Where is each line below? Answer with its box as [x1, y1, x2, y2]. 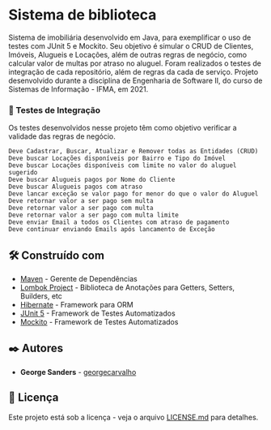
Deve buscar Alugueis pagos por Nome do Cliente [8, 176, 176, 184]
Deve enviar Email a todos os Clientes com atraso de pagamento [8, 218, 230, 226]
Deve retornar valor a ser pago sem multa [8, 197, 154, 205]
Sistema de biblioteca [8, 6, 157, 24]
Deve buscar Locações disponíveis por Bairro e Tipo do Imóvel [8, 154, 227, 163]
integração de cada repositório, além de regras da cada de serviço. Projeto [8, 67, 259, 76]
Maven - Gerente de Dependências [19, 274, 138, 284]
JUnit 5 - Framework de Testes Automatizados [19, 308, 176, 318]
